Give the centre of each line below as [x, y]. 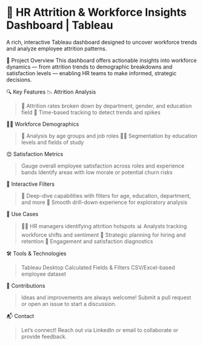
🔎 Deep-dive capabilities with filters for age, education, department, [106, 195]
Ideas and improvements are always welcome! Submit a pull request [106, 297]
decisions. [19, 80]
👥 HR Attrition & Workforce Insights [96, 12]
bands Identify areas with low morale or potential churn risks [97, 172]
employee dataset [44, 274]
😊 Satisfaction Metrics [35, 154]
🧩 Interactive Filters [31, 184]
